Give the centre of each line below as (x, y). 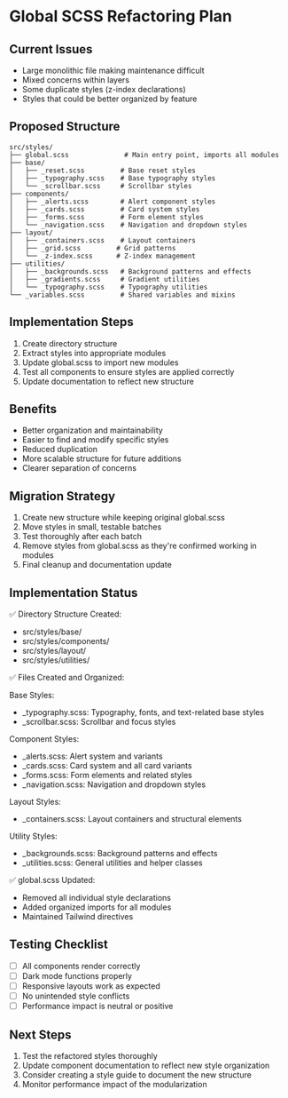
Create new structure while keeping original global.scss (124, 518)
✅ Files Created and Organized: (67, 678)
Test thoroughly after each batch (82, 537)
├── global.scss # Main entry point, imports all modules (144, 155)
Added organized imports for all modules (97, 907)
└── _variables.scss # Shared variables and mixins (123, 295)
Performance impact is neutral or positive (97, 1006)
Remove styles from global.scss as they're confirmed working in (139, 546)
